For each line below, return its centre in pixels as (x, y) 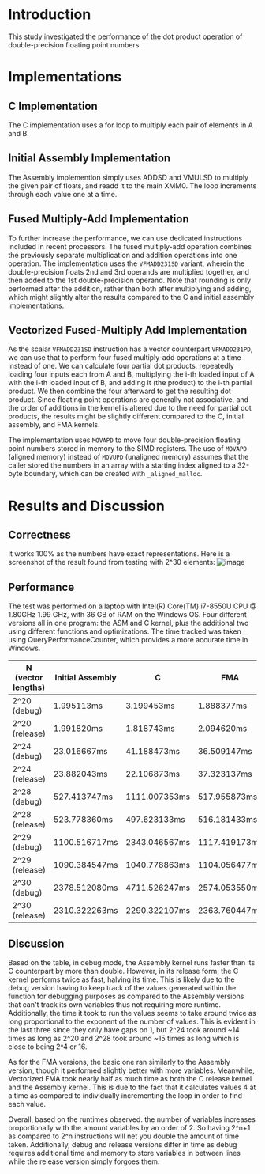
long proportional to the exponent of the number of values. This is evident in (132, 1021)
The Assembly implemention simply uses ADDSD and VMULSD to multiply (129, 177)
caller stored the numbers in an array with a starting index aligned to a (122, 465)
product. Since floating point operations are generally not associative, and (129, 400)
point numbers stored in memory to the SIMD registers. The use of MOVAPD (127, 449)
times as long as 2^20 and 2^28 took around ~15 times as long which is (124, 1038)
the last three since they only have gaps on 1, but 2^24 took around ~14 (124, 1030)
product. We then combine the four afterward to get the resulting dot (119, 391)
